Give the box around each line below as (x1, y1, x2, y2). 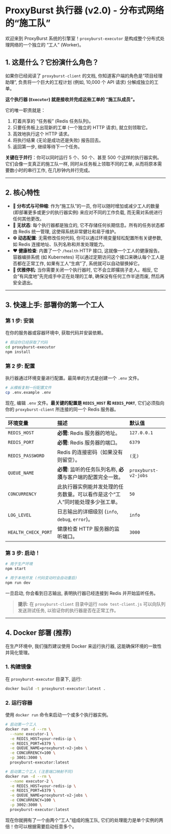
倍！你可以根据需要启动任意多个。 (5, 823, 77, 829)
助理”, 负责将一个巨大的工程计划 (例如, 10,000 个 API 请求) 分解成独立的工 (5, 79, 159, 85)
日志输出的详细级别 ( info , (57, 508, 119, 515)
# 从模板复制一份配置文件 (5, 385, 52, 391)
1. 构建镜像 (5, 663, 32, 671)
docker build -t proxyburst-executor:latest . (5, 686, 106, 691)
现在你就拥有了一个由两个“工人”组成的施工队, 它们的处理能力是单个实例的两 (5, 817, 164, 823)
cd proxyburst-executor (5, 345, 56, 350)
